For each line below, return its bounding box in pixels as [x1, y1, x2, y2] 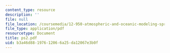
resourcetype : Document [5, 31, 56, 36]
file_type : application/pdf [5, 26, 65, 31]
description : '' [5, 12, 39, 17]
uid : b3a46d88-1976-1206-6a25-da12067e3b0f [5, 40, 99, 45]
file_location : [5, 21, 37, 27]
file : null [5, 17, 28, 22]
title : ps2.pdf [5, 36, 37, 41]
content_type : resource [5, 7, 56, 13]
